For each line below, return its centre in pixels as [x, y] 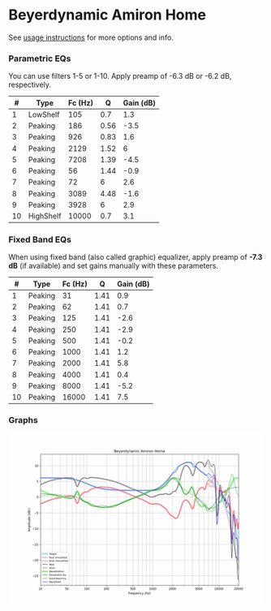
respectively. [30, 85]
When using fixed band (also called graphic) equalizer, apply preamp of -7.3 [135, 257]
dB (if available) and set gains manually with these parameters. [114, 266]
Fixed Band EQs [40, 239]
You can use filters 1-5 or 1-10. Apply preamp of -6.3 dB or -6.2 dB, [120, 76]
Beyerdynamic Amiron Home [108, 15]
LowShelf [44, 114]
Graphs [23, 420]
